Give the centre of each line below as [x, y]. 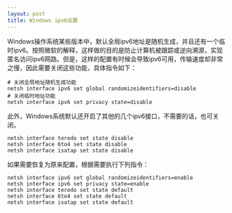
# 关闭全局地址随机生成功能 [42, 82]
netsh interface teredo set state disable [70, 138]
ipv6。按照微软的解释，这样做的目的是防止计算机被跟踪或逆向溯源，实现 [118, 50]
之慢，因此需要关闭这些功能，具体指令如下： [72, 67]
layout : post [26, 14]
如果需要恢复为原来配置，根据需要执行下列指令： [78, 164]
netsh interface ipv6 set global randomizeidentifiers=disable [102, 89]
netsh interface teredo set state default [70, 190]
